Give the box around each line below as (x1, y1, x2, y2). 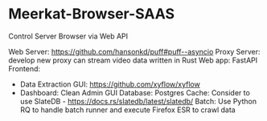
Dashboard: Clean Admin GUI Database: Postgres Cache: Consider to (19, 87, 251, 97)
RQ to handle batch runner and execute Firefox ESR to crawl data (19, 105, 236, 115)
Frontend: (8, 63, 41, 73)
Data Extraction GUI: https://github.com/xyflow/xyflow (19, 79, 201, 89)
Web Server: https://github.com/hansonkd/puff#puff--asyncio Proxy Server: (8, 46, 261, 56)
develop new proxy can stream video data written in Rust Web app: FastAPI (8, 55, 258, 65)
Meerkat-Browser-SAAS (8, 5, 175, 23)
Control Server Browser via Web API (8, 31, 129, 41)
